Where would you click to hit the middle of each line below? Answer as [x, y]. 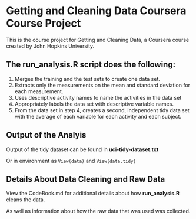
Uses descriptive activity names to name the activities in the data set [98, 97]
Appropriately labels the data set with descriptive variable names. [94, 104]
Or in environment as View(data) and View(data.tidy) [71, 161]
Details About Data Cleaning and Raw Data [86, 179]
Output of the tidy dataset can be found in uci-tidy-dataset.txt [82, 149]
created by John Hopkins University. [50, 46]
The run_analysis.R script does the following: [91, 65]
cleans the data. [26, 200]
